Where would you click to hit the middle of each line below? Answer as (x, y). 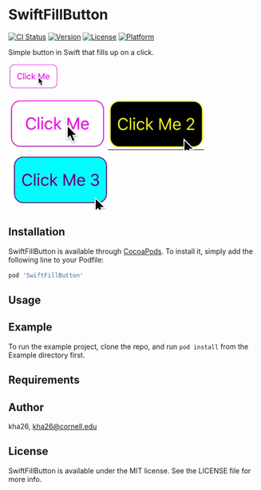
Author (26, 407)
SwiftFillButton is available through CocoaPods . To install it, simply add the (131, 251)
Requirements (44, 380)
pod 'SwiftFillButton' (46, 275)
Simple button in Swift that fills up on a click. (81, 52)
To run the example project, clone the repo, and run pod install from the (129, 346)
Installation (37, 232)
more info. (25, 479)
